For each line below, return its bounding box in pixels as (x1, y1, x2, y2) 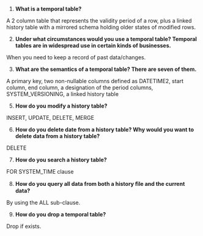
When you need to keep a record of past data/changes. (6, 54, 146, 61)
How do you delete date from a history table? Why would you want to (15, 126, 194, 133)
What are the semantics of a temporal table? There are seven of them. (15, 65, 197, 73)
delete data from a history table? (15, 133, 100, 139)
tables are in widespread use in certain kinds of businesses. (15, 42, 171, 49)
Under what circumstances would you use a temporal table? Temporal (15, 35, 197, 42)
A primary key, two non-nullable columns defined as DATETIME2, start (6, 78, 184, 84)
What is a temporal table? (15, 6, 82, 12)
